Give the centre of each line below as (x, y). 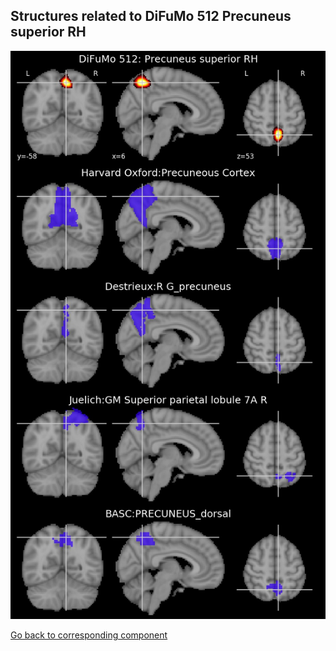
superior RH (48, 32)
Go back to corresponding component (89, 635)
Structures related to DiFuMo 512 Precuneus (151, 16)
